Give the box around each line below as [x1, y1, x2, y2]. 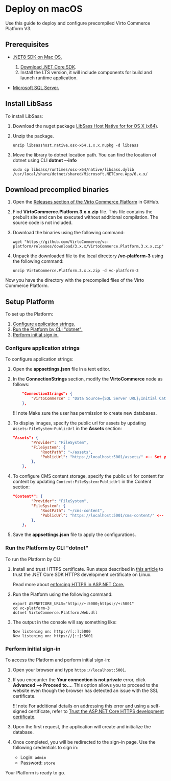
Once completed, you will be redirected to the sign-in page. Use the [12, 739, 156, 745]
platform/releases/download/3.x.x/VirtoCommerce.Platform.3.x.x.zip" [12, 244, 164, 249]
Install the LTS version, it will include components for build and [20, 69, 152, 75]
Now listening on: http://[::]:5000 [12, 629, 91, 634]
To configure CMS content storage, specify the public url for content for [12, 473, 164, 479]
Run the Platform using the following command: [12, 591, 113, 597]
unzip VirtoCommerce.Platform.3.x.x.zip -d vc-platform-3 [12, 268, 139, 274]
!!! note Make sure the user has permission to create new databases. [12, 410, 157, 416]
